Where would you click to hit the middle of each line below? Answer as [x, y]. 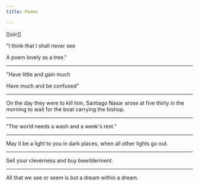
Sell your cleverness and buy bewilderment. [60, 160]
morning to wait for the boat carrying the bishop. [66, 109]
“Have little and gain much [38, 74]
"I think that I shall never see [41, 46]
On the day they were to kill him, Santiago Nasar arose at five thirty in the [95, 103]
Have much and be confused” [43, 86]
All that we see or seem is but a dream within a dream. [73, 177]
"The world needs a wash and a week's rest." [61, 126]
